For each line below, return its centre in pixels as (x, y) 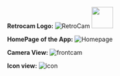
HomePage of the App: (40, 39)
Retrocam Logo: (30, 26)
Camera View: (28, 52)
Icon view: (22, 66)
